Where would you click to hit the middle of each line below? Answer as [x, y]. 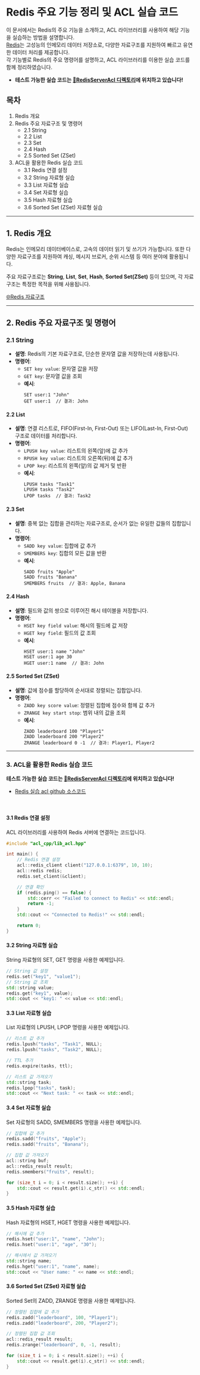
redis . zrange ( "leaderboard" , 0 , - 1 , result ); [63, 1345]
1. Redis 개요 [29, 233]
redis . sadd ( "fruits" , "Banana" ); [48, 1145]
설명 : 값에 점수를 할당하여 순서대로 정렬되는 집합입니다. [78, 690]
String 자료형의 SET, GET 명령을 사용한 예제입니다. [65, 960]
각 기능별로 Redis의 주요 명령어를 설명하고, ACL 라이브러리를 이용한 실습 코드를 [98, 60]
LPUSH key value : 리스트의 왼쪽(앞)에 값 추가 [76, 451]
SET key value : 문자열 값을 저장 [61, 369]
